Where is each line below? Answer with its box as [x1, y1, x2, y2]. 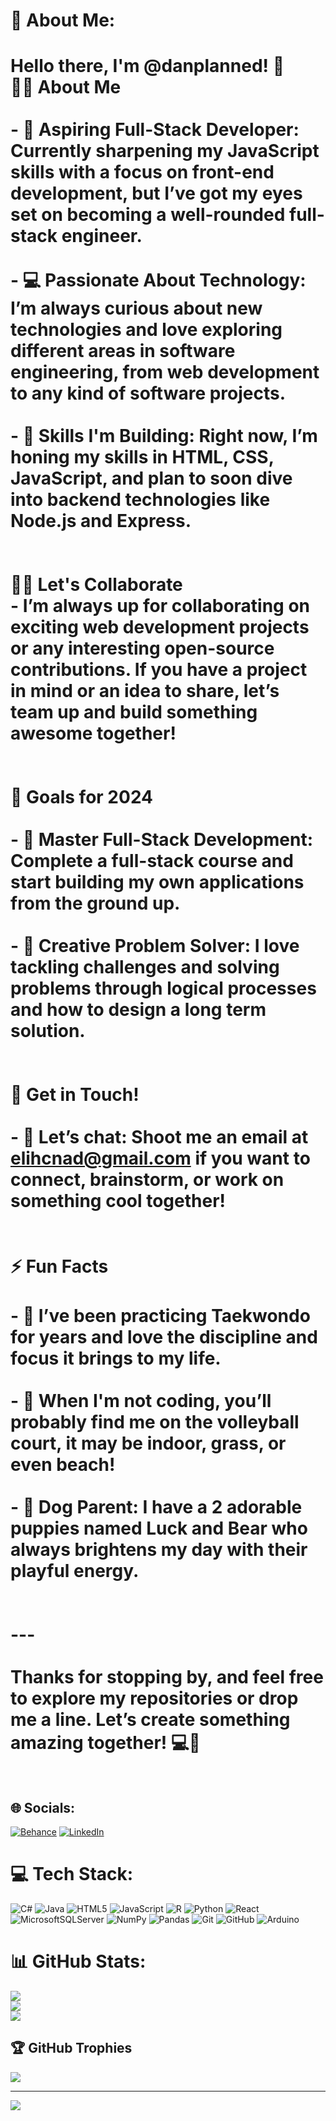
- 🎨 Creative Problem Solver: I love [10, 935, 300, 958]
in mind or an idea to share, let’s [10, 680, 280, 703]
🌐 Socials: [10, 1799, 76, 1816]
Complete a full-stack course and [10, 850, 294, 873]
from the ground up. [10, 892, 181, 915]
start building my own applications [10, 871, 305, 894]
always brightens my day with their [10, 1539, 308, 1561]
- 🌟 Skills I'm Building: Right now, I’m [10, 425, 318, 448]
